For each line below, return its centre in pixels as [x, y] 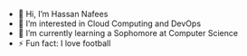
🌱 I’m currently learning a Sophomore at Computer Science [128, 33]
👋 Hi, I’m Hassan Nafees [63, 14]
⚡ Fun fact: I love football [64, 43]
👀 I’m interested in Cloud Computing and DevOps [109, 23]
